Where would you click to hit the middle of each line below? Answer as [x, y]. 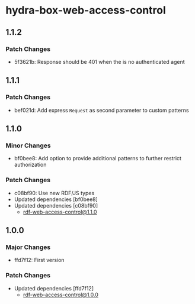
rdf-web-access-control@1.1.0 [60, 212]
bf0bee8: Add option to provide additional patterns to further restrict [98, 159]
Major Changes [28, 247]
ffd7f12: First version [39, 260]
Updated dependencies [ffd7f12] [54, 288]
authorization [30, 165]
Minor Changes [28, 145]
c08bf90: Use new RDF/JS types [54, 193]
